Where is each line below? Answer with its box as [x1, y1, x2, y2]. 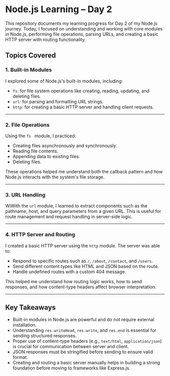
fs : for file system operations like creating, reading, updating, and [12, 88, 150, 94]
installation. [12, 322, 37, 328]
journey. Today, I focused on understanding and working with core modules [5, 25, 163, 31]
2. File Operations [5, 121, 50, 128]
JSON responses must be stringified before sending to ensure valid [12, 349, 153, 355]
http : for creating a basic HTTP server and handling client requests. [12, 104, 154, 110]
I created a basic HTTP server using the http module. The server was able [5, 242, 160, 249]
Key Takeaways [5, 303, 56, 312]
